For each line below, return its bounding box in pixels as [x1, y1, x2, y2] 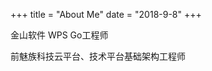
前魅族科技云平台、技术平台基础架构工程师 [10, 50, 186, 62]
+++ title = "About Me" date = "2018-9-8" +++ [10, 9, 202, 20]
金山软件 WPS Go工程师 [10, 29, 109, 41]
